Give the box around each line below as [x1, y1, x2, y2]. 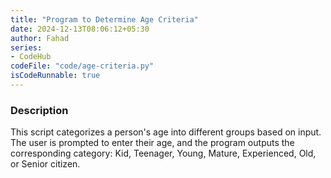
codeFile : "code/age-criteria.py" [10, 61, 155, 71]
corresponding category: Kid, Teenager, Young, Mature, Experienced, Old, [10, 147, 317, 160]
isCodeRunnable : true [10, 71, 101, 81]
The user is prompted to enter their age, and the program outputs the [10, 137, 295, 149]
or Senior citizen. [10, 158, 81, 170]
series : [10, 42, 43, 53]
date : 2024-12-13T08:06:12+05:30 [10, 24, 150, 34]
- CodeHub [10, 52, 52, 62]
